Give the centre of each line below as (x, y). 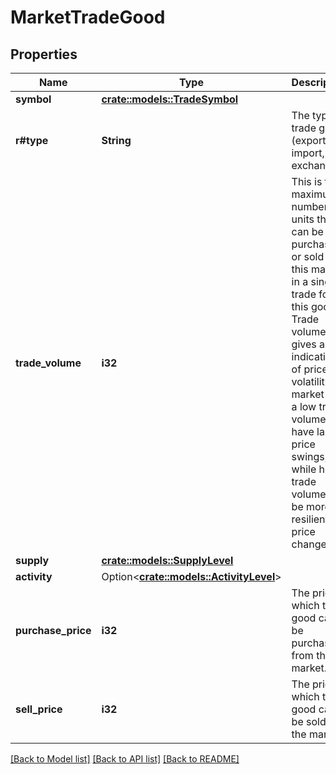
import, (308, 153)
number (309, 206)
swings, (309, 456)
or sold (308, 256)
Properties (44, 54)
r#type (32, 140)
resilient (310, 519)
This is (307, 181)
